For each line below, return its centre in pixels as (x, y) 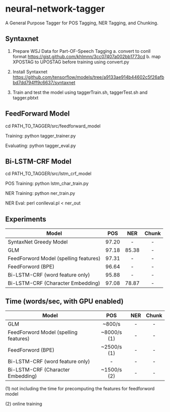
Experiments (26, 219)
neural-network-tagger (55, 9)
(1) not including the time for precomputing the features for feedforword (80, 388)
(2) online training (24, 404)
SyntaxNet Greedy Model (38, 242)
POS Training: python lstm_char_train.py (47, 184)
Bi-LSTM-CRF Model (38, 161)
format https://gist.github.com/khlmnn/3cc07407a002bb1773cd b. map (87, 56)
